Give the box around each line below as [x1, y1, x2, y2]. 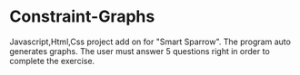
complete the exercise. [9, 55, 95, 66]
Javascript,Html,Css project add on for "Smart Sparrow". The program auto [9, 36, 291, 47]
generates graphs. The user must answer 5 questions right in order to [9, 45, 270, 56]
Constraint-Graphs [9, 6, 155, 27]
